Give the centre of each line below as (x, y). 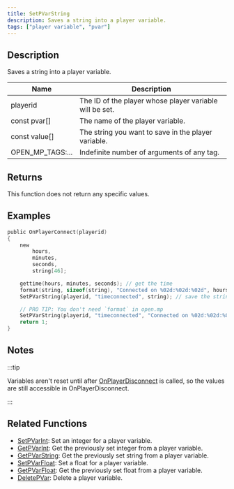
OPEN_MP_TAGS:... (42, 152)
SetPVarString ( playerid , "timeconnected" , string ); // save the (115, 297)
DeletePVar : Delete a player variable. (70, 477)
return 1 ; (34, 322)
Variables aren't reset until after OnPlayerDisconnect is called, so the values (116, 381)
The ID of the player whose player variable (148, 101)
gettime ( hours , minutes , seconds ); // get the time (96, 284)
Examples (29, 216)
